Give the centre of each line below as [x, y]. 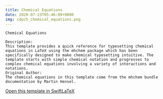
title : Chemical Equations [34, 10]
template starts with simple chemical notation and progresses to [77, 60]
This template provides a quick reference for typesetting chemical [79, 46]
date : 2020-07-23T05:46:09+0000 [39, 15]
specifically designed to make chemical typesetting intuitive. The [79, 55]
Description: [19, 42]
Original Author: [24, 73]
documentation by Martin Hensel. [41, 82]
